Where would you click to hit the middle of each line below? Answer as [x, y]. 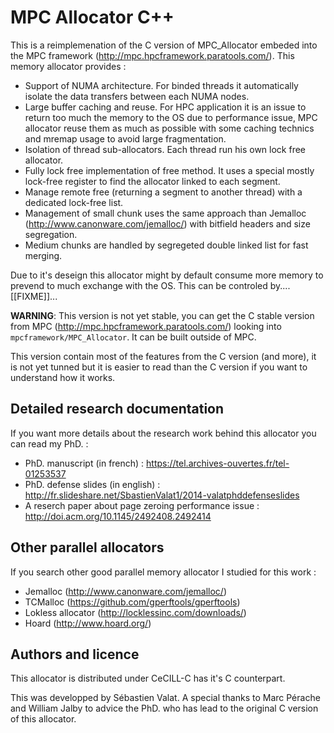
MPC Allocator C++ [92, 17]
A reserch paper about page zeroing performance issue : [142, 505]
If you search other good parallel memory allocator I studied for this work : [163, 572]
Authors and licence [75, 654]
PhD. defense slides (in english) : [92, 484]
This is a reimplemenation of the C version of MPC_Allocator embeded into [164, 45]
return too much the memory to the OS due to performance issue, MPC [171, 117]
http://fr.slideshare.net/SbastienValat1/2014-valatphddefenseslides [162, 495]
